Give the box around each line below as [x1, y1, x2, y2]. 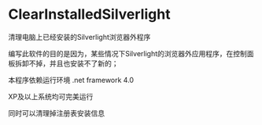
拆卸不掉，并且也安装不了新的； [14, 59, 119, 68]
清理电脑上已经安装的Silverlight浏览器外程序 [8, 32, 151, 41]
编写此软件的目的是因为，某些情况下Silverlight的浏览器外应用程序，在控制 [8, 48, 248, 58]
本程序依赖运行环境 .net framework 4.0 [8, 75, 135, 84]
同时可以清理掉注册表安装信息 [8, 108, 105, 118]
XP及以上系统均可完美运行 [8, 91, 94, 101]
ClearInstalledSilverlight [8, 5, 171, 23]
